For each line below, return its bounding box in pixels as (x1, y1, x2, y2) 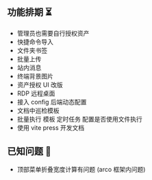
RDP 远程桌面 (16, 89, 55, 98)
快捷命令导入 (16, 37, 53, 46)
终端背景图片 (16, 71, 53, 80)
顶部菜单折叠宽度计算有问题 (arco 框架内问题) (16, 165, 146, 173)
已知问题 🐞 (7, 146, 51, 157)
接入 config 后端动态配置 (16, 98, 87, 106)
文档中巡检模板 (16, 106, 60, 115)
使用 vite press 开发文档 (16, 123, 85, 132)
